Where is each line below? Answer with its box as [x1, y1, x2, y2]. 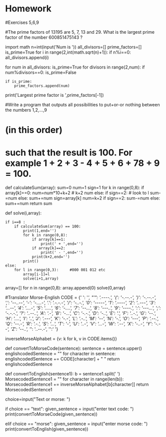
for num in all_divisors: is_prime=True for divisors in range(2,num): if [5, 64, 145, 70]
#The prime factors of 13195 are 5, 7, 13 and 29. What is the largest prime [5, 29, 155, 35]
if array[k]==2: [31, 246, 66, 251]
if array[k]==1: [31, 237, 66, 242]
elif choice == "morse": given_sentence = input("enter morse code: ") [5, 421, 148, 427]
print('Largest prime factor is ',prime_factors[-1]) [5, 92, 104, 98]
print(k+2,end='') [31, 254, 70, 260]
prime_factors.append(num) [14, 83, 70, 88]
